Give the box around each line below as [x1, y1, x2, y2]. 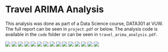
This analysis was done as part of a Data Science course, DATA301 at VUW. [5, 20, 163, 27]
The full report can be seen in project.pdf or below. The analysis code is [5, 25, 158, 32]
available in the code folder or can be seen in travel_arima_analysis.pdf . [5, 31, 157, 37]
